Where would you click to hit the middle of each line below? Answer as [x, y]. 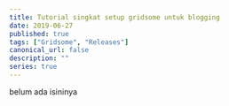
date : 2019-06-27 [41, 26]
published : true [39, 34]
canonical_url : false [49, 50]
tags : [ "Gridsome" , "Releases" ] [69, 42]
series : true [33, 67]
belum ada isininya [43, 91]
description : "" [39, 58]
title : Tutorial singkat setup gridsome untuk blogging [114, 17]
